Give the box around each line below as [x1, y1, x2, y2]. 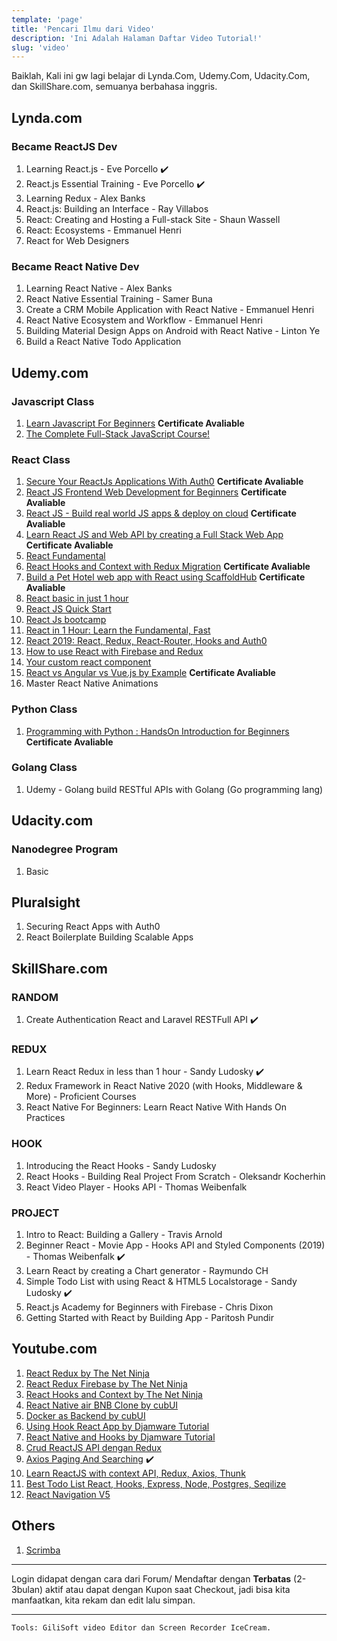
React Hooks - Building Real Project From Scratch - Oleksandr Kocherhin [25, 1170, 326, 1182]
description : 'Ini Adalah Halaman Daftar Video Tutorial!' [11, 33, 263, 43]
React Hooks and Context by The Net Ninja [25, 1388, 203, 1400]
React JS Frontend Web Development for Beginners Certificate [25, 486, 288, 498]
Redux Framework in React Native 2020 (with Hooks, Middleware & [25, 1080, 303, 1092]
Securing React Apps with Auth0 [25, 921, 161, 933]
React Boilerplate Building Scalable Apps [25, 931, 194, 943]
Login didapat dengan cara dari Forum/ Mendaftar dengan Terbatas [11, 1572, 292, 1585]
